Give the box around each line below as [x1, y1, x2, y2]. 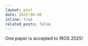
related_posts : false [5, 21, 51, 27]
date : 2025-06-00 [5, 12, 42, 17]
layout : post [5, 7, 33, 13]
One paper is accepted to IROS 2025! [5, 35, 83, 41]
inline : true [5, 17, 33, 22]
